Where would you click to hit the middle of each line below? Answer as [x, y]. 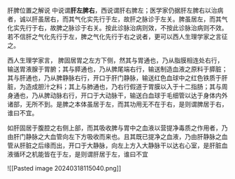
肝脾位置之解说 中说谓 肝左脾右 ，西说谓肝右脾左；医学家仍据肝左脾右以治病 [115, 10]
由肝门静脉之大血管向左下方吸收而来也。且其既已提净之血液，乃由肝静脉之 [114, 137]
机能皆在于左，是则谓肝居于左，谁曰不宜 [90, 154]
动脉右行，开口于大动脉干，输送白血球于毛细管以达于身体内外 [139, 95]
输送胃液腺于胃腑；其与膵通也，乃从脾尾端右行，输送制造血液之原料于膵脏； [117, 69]
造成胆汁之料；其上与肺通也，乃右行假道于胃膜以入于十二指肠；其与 [123, 87]
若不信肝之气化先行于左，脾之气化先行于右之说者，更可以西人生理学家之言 [114, 37]
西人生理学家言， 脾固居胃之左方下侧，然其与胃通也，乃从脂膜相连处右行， [115, 60]
